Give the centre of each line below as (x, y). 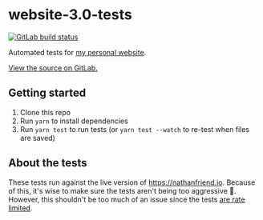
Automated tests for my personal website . (77, 52)
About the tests (48, 163)
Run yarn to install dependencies (74, 121)
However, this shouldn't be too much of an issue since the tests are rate (127, 199)
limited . (20, 208)
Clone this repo (45, 112)
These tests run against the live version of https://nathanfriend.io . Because (132, 182)
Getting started (47, 93)
